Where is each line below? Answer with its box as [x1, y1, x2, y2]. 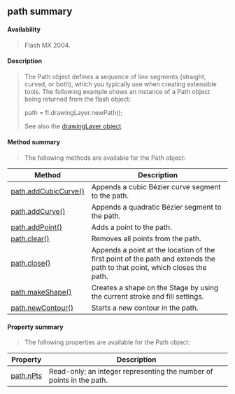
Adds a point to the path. [91, 222, 173, 232]
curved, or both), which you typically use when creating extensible [24, 80, 217, 88]
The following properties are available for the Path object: [24, 338, 190, 346]
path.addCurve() [10, 207, 66, 216]
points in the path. [48, 375, 108, 385]
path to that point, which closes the [91, 263, 207, 272]
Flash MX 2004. [24, 41, 71, 49]
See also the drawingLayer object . [24, 122, 124, 130]
